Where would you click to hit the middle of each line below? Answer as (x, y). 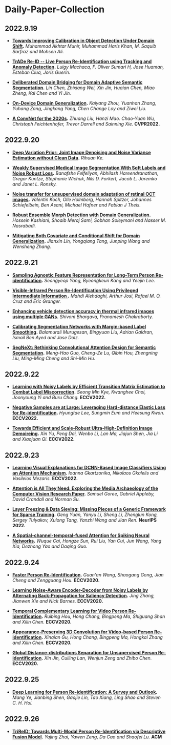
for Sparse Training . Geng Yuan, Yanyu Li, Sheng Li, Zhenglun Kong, (85, 515)
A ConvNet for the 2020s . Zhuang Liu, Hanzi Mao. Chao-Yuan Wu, (84, 118)
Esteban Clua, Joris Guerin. (41, 72)
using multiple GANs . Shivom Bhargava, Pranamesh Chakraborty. (82, 317)
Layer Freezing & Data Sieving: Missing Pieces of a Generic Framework (89, 509)
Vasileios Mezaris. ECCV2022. (45, 479)
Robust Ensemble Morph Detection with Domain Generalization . (82, 215)
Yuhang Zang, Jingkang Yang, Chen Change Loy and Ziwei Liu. (79, 108)
